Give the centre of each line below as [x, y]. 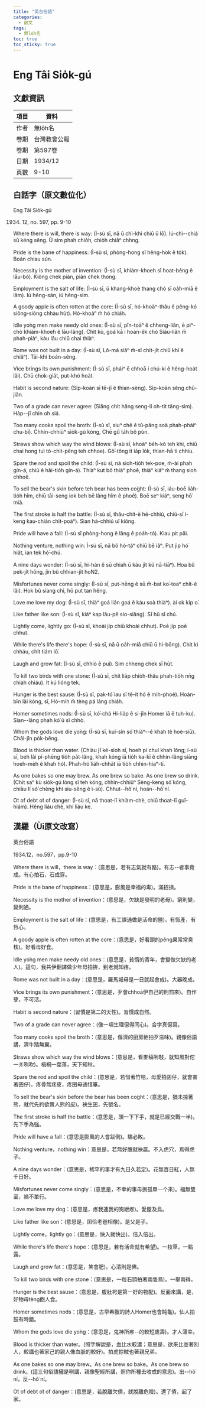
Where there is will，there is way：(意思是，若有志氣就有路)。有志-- [96, 867]
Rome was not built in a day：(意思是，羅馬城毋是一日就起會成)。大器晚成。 [105, 979]
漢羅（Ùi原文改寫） [48, 827]
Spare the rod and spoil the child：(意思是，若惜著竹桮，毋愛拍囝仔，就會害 [105, 1077]
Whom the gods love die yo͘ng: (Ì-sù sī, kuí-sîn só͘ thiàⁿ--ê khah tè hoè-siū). [105, 731]
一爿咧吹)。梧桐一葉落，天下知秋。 [56, 1064]
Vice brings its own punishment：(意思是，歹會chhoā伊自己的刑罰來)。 [100, 992]
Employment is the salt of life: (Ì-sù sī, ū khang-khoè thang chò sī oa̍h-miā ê [105, 288]
